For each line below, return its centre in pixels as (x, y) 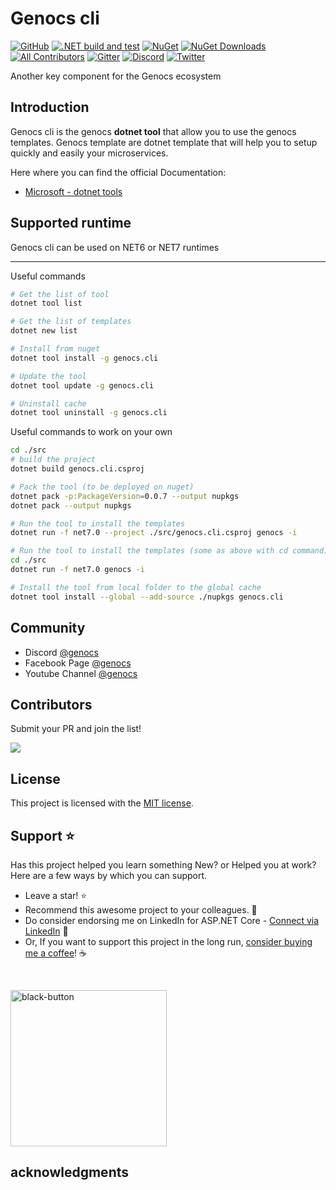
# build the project (53, 460)
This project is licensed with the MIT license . (102, 803)
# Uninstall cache (48, 403)
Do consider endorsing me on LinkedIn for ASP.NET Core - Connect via (172, 920)
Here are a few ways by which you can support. (109, 875)
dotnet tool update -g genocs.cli (82, 385)
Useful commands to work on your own (91, 432)
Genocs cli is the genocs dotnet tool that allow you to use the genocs (153, 131)
